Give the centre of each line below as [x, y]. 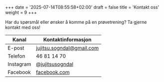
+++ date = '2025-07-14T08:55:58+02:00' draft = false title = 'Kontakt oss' [82, 7]
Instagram [19, 64]
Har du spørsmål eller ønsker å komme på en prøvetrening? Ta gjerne [76, 22]
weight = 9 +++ [21, 12]
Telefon [17, 56]
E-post [16, 48]
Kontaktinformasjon [67, 40]
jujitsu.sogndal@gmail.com [67, 48]
